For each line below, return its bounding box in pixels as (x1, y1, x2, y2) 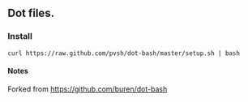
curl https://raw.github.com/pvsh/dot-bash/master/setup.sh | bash (7, 49, 241, 57)
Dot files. (7, 6, 54, 20)
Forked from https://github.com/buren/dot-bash (7, 84, 168, 94)
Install (7, 31, 33, 42)
